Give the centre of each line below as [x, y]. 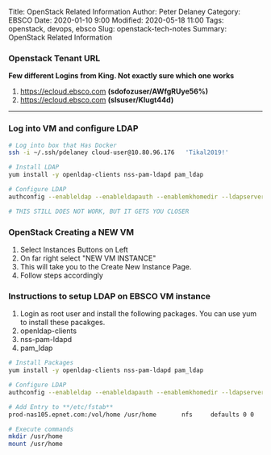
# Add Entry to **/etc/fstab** [61, 407]
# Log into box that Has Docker [63, 145]
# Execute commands [41, 429]
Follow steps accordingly [61, 276]
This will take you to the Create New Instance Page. [106, 267]
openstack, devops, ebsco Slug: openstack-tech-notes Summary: [118, 29]
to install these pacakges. [63, 323]
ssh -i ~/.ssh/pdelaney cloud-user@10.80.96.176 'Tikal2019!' [119, 152]
